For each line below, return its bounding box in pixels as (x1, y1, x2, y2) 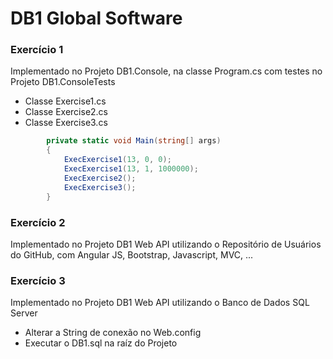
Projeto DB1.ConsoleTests (10, 76, 116, 88)
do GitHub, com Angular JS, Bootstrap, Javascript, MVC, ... (10, 248, 254, 261)
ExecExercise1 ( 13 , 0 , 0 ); (63, 155, 172, 165)
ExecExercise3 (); (63, 182, 137, 192)
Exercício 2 (10, 215, 66, 229)
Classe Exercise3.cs (24, 117, 108, 129)
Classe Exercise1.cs (24, 95, 107, 107)
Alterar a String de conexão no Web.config (24, 327, 202, 339)
